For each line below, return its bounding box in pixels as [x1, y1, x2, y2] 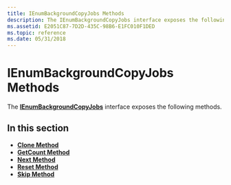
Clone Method [16, 140, 59, 149]
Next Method [16, 155, 56, 164]
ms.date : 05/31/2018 [7, 36, 67, 43]
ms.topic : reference [7, 29, 67, 36]
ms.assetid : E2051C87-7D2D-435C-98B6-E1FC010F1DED [7, 23, 155, 30]
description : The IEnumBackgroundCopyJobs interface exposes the [7, 17, 198, 23]
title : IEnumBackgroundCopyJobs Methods [7, 10, 125, 17]
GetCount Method [16, 148, 70, 156]
